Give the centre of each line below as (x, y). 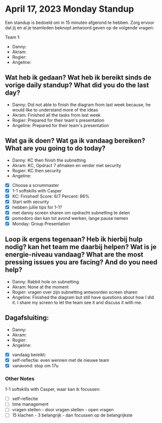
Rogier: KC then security (37, 170)
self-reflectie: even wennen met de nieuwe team (61, 360)
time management (30, 404)
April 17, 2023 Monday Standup (70, 9)
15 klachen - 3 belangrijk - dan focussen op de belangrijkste (72, 415)
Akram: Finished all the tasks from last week (56, 115)
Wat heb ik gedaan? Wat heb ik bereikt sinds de (78, 77)
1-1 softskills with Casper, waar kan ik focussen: (53, 389)
